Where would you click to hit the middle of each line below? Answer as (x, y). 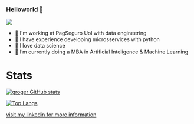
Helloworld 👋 (25, 9)
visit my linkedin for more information (51, 115)
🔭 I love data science (40, 46)
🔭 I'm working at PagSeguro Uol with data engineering (80, 33)
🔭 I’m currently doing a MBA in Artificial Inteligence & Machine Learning (101, 52)
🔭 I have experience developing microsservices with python (87, 39)
